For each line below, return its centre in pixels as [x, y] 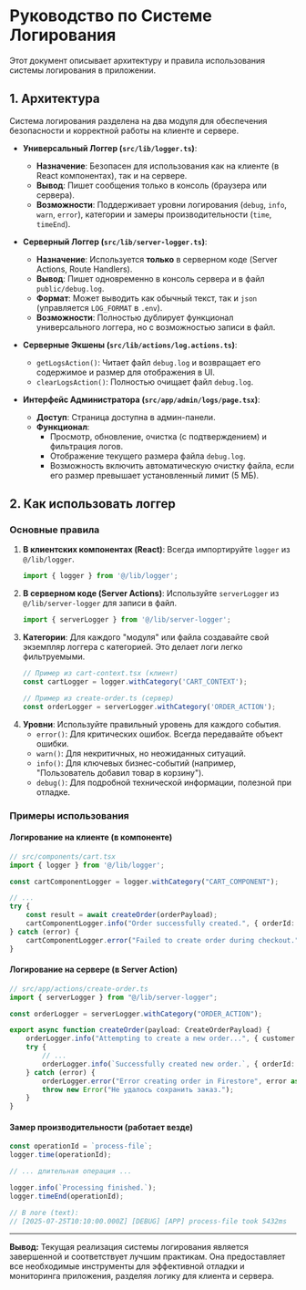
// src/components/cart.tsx [63, 857]
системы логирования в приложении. [83, 70]
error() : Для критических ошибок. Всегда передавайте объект [160, 734]
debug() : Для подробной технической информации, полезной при [163, 782]
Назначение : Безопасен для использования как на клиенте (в [158, 166]
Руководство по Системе [111, 16]
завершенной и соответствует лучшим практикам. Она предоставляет [148, 1257]
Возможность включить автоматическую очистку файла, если [172, 465]
